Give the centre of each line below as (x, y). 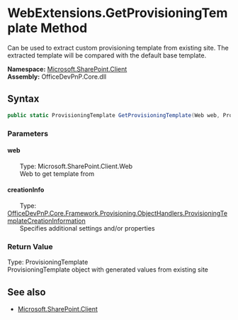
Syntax (23, 99)
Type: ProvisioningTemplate (48, 262)
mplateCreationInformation (47, 221)
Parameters (28, 133)
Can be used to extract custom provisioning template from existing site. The (118, 48)
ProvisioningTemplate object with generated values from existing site (108, 270)
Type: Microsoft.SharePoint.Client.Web (76, 166)
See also (27, 292)
